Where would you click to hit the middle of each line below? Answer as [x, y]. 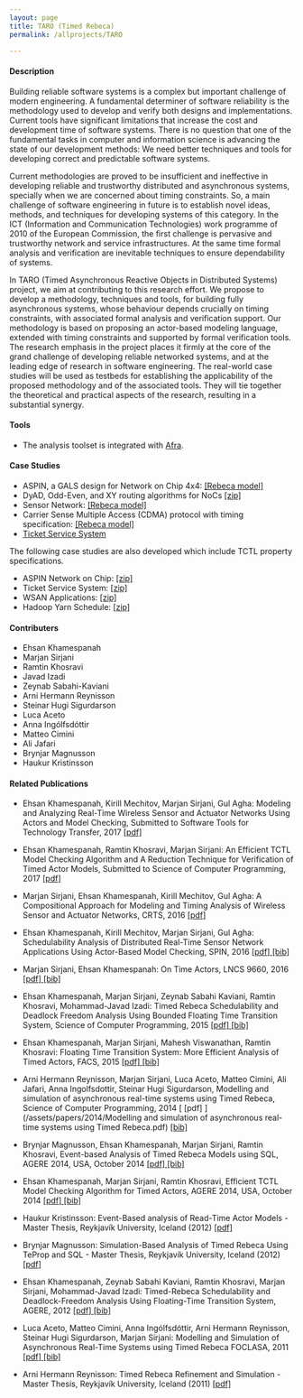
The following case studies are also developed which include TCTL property [151, 551]
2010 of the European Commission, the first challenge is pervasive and [141, 233]
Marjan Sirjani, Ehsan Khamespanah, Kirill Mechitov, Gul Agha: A [142, 896]
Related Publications [49, 783]
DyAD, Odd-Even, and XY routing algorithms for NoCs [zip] [132, 495]
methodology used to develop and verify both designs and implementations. [151, 110]
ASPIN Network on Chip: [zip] [78, 578]
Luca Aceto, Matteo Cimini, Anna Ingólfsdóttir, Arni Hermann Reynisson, [156, 1329]
